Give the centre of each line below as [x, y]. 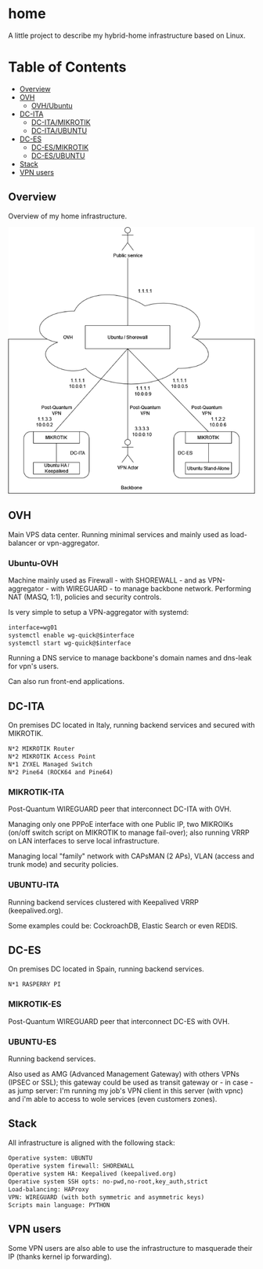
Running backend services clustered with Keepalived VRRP [104, 902]
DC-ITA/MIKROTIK [61, 122]
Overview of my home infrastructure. [68, 216]
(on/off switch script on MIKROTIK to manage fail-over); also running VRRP [129, 832]
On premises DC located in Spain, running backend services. [106, 969]
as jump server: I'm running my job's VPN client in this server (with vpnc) [126, 1090]
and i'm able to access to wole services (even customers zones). [113, 1099]
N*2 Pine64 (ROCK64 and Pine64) [61, 772]
